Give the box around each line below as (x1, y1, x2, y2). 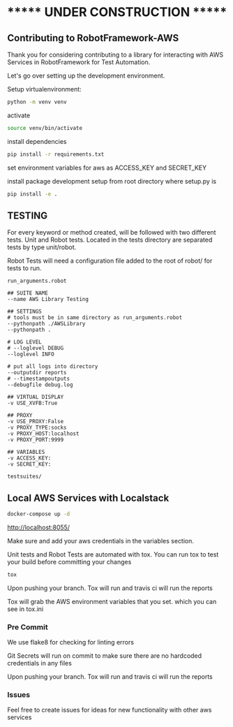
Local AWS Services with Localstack (7, 492, 170, 504)
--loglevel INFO (7, 351, 54, 358)
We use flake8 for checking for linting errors (7, 638, 135, 647)
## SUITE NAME (7, 290, 49, 297)
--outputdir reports (7, 369, 68, 376)
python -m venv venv (7, 98, 68, 105)
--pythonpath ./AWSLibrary (7, 321, 86, 328)
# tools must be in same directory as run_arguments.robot (7, 314, 183, 321)
